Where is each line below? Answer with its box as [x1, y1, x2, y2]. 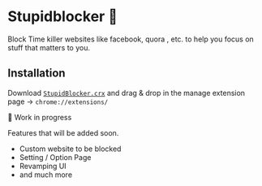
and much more [19, 170, 73, 180]
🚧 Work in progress [7, 112, 72, 122]
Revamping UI [19, 161, 67, 171]
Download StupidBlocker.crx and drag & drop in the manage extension [7, 88, 245, 97]
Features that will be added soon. [7, 128, 119, 137]
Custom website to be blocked [19, 144, 122, 154]
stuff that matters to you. [7, 42, 91, 52]
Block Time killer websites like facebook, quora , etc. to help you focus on [7, 34, 255, 44]
